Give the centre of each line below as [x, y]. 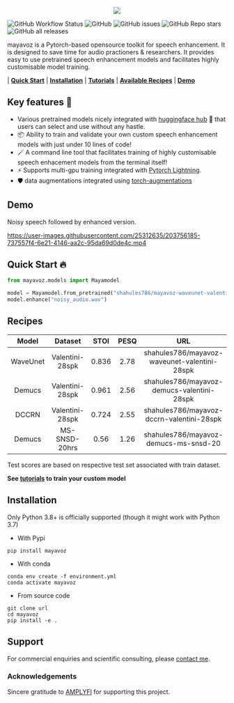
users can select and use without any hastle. [81, 126]
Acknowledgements [42, 677]
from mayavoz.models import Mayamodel [63, 281]
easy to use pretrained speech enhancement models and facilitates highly [113, 60]
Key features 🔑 [40, 102]
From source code [44, 595]
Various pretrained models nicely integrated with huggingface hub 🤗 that [122, 119]
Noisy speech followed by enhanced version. [72, 222]
